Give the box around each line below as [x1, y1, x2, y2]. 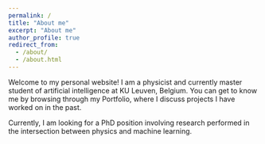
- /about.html [15, 56, 62, 64]
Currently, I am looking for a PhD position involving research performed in [8, 118, 250, 127]
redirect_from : [8, 41, 59, 49]
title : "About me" [8, 19, 69, 27]
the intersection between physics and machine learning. [8, 126, 193, 135]
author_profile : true [8, 33, 80, 42]
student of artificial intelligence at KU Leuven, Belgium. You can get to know [8, 85, 257, 95]
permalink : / [8, 11, 52, 20]
